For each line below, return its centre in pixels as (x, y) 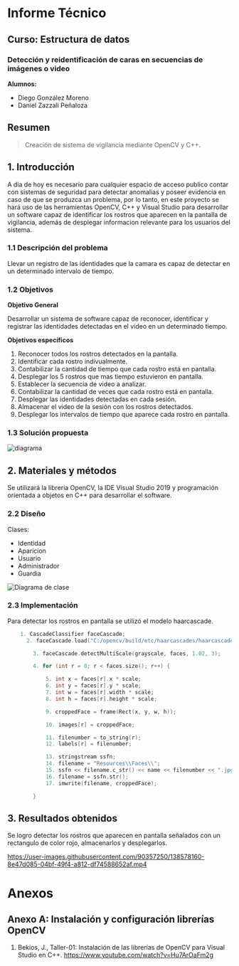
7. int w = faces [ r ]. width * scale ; (100, 692)
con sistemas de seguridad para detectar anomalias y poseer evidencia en (117, 192)
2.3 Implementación (43, 605)
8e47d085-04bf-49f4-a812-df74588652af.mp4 (77, 864)
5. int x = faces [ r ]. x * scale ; (93, 679)
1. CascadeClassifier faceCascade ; (73, 634)
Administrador (38, 566)
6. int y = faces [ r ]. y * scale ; (93, 686)
